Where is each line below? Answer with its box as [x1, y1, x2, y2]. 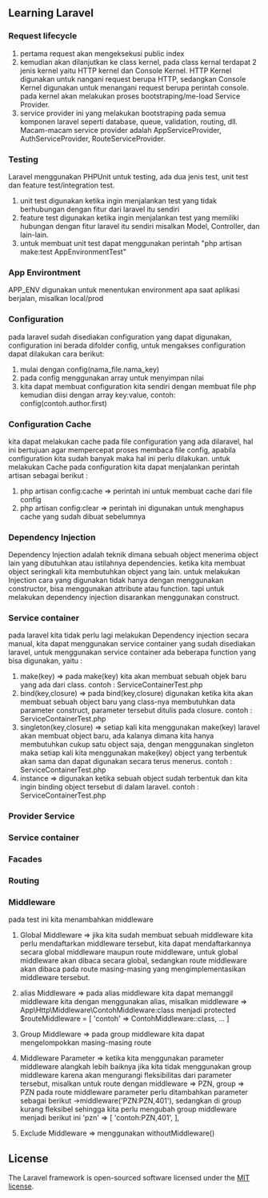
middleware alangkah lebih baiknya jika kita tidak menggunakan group [19, 1062, 252, 1071]
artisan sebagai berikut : [8, 470, 88, 480]
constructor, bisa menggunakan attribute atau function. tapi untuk [8, 584, 226, 593]
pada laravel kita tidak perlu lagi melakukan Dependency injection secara [8, 630, 250, 640]
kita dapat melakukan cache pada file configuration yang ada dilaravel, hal [8, 436, 254, 446]
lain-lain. [19, 230, 50, 239]
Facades [8, 854, 42, 865]
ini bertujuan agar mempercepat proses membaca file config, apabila [8, 444, 236, 455]
